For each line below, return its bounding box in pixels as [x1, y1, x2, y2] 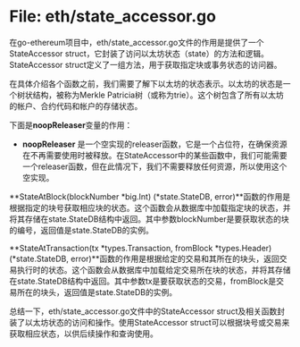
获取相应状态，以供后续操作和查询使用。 [9, 328, 158, 339]
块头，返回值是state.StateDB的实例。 [39, 286, 177, 297]
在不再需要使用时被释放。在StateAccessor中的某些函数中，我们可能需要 [21, 149, 287, 160]
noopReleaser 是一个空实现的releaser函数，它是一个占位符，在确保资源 [21, 139, 287, 149]
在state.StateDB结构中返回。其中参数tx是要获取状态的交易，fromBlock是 [9, 275, 277, 286]
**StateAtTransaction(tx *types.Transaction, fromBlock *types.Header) [9, 242, 272, 253]
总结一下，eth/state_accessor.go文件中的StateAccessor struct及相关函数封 [9, 306, 286, 317]
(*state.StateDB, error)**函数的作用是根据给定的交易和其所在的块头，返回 [9, 253, 279, 264]
